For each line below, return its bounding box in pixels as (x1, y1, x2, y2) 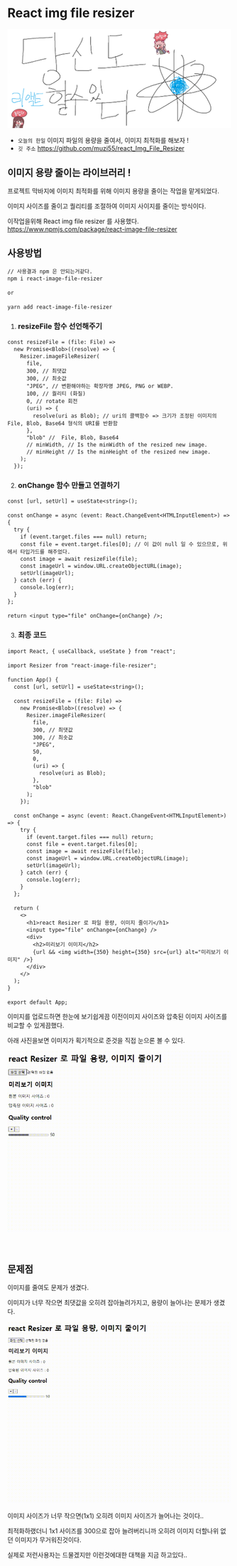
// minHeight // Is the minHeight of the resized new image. (26, 449, 211, 456)
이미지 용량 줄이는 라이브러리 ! (7, 166, 131, 178)
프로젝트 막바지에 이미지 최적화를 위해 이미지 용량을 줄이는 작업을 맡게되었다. (7, 186, 220, 195)
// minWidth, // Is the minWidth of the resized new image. (26, 441, 208, 449)
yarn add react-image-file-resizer (7, 304, 113, 311)
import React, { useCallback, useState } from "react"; (7, 648, 176, 655)
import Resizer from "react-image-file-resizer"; (7, 662, 158, 669)
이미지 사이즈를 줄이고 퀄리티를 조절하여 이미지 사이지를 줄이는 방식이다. (7, 201, 206, 210)
